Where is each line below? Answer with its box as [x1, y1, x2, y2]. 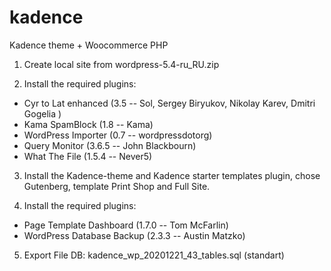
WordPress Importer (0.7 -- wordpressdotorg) [23, 129, 213, 141]
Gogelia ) [23, 107, 62, 120]
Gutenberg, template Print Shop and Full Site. [23, 180, 211, 192]
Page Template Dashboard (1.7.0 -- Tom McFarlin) [23, 219, 229, 231]
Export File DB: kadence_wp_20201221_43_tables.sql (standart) [23, 249, 285, 261]
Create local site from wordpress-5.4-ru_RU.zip [23, 58, 220, 70]
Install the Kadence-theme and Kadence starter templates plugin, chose [23, 169, 321, 181]
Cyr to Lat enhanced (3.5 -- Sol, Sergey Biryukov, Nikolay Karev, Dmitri [23, 97, 316, 109]
